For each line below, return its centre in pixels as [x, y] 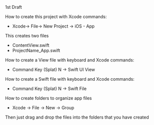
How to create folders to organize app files [49, 98]
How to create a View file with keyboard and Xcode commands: [70, 60]
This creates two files [27, 36]
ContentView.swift [31, 45]
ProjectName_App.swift [36, 50]
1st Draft [14, 7]
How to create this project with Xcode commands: [56, 16]
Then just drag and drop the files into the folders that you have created [77, 117]
